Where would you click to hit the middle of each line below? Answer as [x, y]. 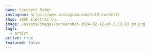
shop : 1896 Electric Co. [32, 19]
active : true [19, 38]
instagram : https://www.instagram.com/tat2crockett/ [63, 15]
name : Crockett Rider [28, 10]
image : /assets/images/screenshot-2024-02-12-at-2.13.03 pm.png [75, 24]
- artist [19, 33]
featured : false [23, 43]
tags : [11, 29]
